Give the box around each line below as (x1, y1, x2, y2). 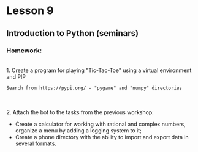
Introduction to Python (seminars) (6, 28, 139, 38)
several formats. (15, 140, 56, 147)
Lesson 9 (6, 4, 54, 18)
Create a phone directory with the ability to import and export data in (15, 133, 189, 140)
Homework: (6, 46, 42, 55)
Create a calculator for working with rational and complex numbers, (15, 120, 186, 128)
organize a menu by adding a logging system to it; (15, 126, 142, 134)
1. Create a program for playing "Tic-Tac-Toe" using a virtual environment (6, 67, 192, 74)
